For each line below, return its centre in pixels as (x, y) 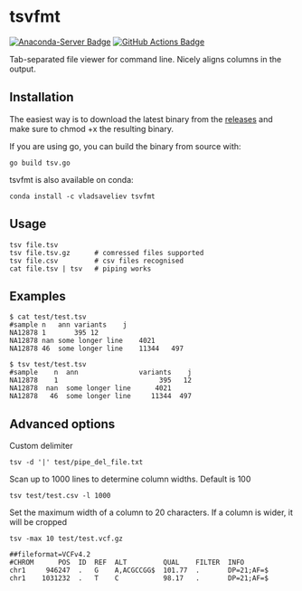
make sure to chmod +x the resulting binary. (92, 129)
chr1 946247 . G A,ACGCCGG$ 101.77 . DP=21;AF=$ (139, 571)
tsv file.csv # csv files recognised (96, 261)
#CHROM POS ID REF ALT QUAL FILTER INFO (127, 563)
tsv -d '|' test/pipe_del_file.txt (76, 462)
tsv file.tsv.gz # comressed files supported (107, 253)
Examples (38, 296)
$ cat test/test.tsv (48, 317)
